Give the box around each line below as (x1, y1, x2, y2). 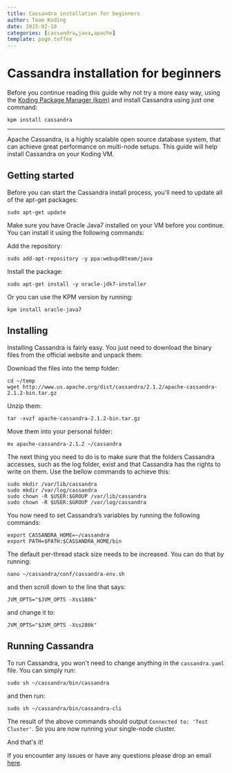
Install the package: (7, 267, 64, 275)
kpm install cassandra (7, 117, 72, 124)
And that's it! (7, 738, 43, 746)
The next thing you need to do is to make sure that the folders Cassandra (7, 452, 215, 460)
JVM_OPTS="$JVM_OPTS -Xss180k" (7, 596, 97, 603)
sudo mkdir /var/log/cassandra (7, 487, 97, 494)
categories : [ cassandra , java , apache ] (7, 29, 116, 37)
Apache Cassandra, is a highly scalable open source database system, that (7, 136, 221, 144)
